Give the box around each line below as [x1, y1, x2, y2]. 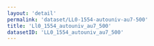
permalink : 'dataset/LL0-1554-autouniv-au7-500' [7, 16, 149, 23]
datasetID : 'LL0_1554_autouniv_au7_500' [7, 28, 125, 36]
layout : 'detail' [7, 9, 57, 17]
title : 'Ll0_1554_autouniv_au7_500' [7, 22, 112, 29]
